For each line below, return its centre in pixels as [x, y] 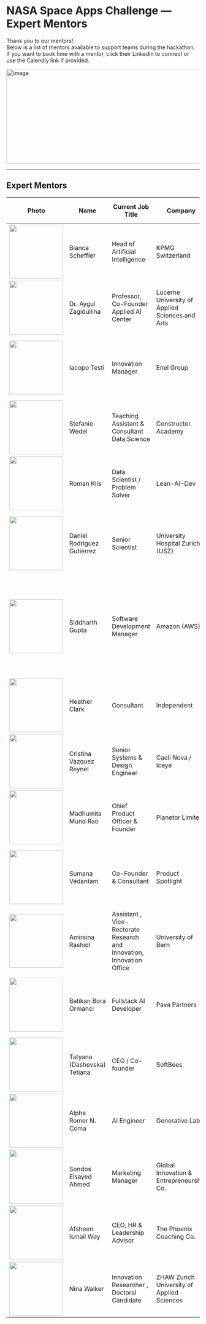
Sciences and [176, 315]
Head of [124, 244]
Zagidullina [85, 311]
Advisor [123, 1240]
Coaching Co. [176, 1236]
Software [125, 618]
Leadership [128, 1232]
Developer [127, 1008]
